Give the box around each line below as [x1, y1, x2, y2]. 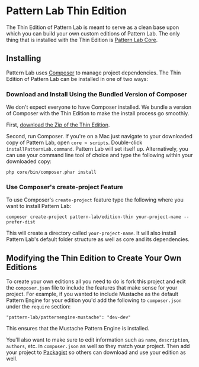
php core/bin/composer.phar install [6, 170, 97, 176]
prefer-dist [6, 219, 36, 225]
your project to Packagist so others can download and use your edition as [6, 349, 187, 356]
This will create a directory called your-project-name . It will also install [6, 229, 176, 237]
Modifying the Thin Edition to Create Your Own [6, 253, 182, 263]
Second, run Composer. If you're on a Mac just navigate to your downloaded [6, 133, 192, 140]
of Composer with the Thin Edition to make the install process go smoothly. [6, 110, 190, 117]
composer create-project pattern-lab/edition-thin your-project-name [6, 214, 182, 220]
